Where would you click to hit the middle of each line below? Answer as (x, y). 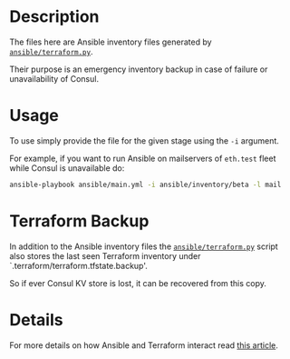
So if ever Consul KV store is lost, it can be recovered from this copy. (138, 283)
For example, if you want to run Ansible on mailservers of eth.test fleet (143, 158)
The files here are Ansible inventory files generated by (111, 42)
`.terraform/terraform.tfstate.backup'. (78, 265)
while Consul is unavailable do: (67, 168)
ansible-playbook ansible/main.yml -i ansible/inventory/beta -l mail (145, 184)
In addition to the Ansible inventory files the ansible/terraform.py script (144, 246)
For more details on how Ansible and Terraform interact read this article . (144, 345)
